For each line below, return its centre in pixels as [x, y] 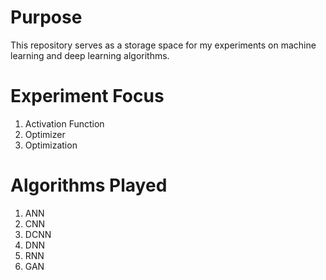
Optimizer [45, 134]
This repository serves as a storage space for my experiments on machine [163, 45]
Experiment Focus [87, 96]
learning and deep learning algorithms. [90, 55]
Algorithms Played [89, 185]
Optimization [51, 145]
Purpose [46, 17]
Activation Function [64, 123]
